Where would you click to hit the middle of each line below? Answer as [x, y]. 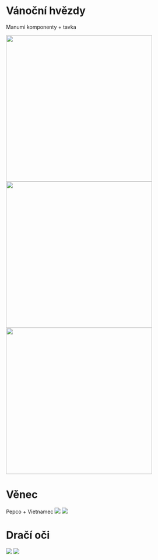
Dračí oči [28, 535]
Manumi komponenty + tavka [41, 27]
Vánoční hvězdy [46, 11]
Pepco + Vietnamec [30, 511]
